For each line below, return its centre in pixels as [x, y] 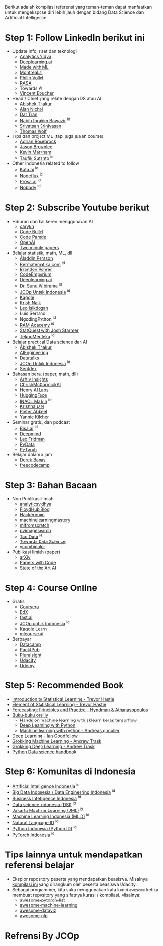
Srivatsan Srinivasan [41, 126]
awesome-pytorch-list [42, 900]
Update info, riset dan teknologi [44, 51]
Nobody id [30, 187]
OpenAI [27, 242]
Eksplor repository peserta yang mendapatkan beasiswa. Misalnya [80, 879]
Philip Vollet [32, 77]
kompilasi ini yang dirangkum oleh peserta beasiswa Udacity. [75, 884]
